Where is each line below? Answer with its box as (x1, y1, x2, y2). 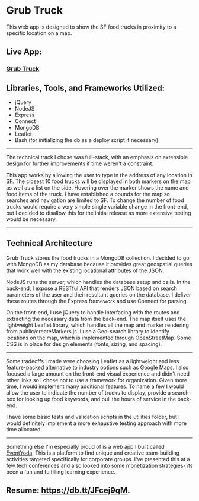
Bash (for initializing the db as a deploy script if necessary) (14, 137, 159, 144)
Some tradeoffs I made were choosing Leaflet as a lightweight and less (6, 357, 179, 364)
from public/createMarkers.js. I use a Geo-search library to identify (6, 327, 170, 335)
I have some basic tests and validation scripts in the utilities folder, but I (6, 413, 180, 420)
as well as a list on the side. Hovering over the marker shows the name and (6, 184, 190, 191)
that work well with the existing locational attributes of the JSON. (6, 267, 165, 274)
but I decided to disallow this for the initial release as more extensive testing (6, 209, 191, 217)
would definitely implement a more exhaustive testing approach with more (6, 420, 187, 427)
